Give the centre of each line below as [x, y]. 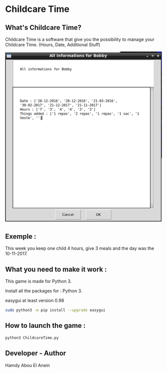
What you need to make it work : [56, 269]
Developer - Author [36, 353]
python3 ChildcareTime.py [32, 338]
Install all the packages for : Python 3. [44, 291]
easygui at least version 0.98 [35, 300]
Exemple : [21, 236]
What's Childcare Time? [43, 28]
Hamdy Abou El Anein [28, 365]
